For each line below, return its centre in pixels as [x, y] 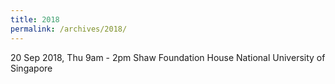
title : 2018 [35, 19]
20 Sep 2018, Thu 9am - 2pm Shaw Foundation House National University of [168, 57]
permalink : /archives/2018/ [69, 29]
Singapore [31, 68]
